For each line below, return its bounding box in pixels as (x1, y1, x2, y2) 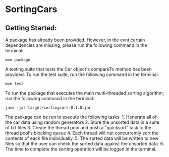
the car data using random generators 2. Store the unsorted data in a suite (5, 119, 160, 125)
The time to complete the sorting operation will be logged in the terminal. (5, 146, 157, 152)
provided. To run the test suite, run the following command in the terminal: (5, 71, 159, 77)
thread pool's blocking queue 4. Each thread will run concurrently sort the (5, 130, 159, 136)
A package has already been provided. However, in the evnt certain (5, 37, 145, 43)
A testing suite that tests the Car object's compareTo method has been (5, 66, 152, 72)
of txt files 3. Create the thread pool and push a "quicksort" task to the (5, 125, 152, 130)
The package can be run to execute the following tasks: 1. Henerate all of (5, 114, 157, 120)
